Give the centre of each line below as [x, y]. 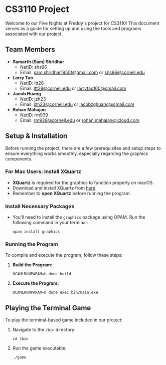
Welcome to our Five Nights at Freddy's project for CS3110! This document [82, 23]
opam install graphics [36, 232]
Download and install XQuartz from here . [54, 188]
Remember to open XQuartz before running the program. [72, 193]
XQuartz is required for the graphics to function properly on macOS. [83, 182]
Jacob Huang [27, 93]
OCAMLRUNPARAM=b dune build [42, 274]
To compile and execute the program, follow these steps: [64, 255]
